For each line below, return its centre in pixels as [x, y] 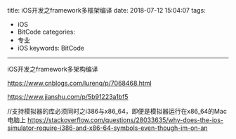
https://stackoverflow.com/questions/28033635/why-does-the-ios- [125, 120]
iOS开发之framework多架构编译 [53, 69]
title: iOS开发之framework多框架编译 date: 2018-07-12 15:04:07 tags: [106, 10]
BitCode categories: [46, 32]
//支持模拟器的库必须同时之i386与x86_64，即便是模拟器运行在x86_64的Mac [117, 111]
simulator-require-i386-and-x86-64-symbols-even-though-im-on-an [108, 128]
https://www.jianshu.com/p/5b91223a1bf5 [68, 97]
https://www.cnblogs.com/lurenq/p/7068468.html [80, 83]
